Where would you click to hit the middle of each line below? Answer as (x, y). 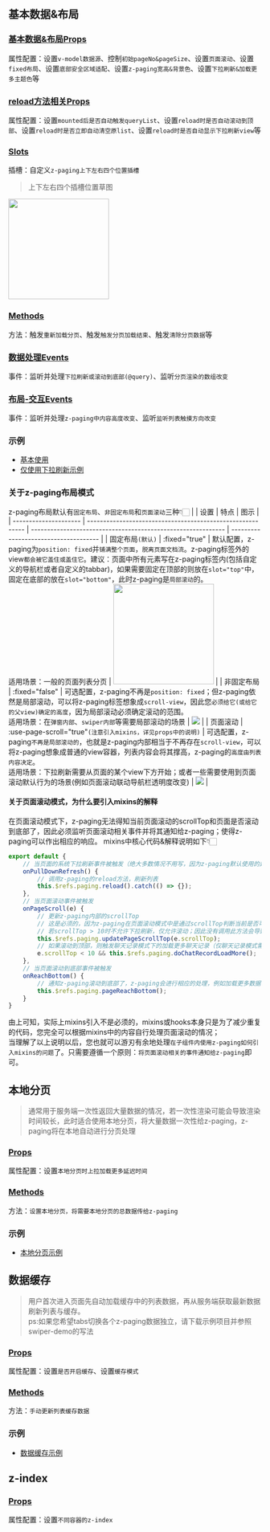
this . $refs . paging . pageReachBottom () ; (102, 991)
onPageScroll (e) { (53, 909)
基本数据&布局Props (47, 39)
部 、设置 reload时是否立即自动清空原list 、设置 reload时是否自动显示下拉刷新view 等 (135, 130)
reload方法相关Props (49, 101)
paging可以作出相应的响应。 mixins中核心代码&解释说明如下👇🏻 (112, 841)
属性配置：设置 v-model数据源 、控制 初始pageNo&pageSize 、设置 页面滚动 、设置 (131, 58)
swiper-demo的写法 (61, 1331)
